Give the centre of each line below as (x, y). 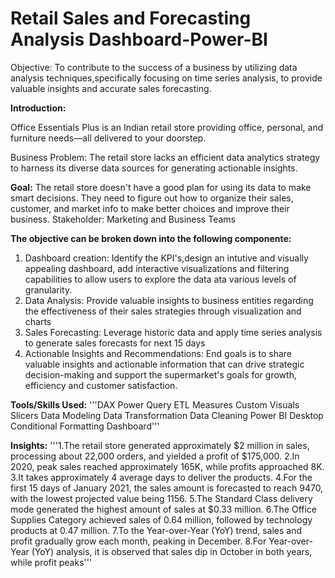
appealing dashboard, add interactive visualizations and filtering (157, 268)
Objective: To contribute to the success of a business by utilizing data (154, 67)
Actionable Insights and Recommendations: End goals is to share (158, 353)
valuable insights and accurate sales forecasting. (111, 88)
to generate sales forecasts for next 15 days (115, 343)
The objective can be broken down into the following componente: (151, 238)
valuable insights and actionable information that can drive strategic (164, 364)
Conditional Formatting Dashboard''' (85, 426)
